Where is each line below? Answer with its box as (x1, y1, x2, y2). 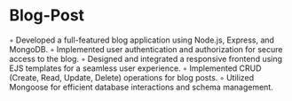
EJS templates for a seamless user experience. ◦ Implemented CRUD (9, 63, 262, 74)
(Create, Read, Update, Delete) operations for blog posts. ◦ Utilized (9, 72, 255, 82)
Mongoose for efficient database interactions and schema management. (9, 82, 273, 92)
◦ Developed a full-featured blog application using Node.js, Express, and (9, 35, 275, 45)
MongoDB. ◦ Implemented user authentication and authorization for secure (9, 43, 283, 54)
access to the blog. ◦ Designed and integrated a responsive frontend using (9, 53, 282, 64)
